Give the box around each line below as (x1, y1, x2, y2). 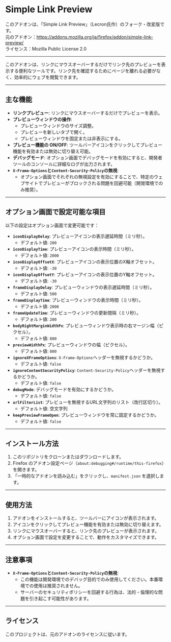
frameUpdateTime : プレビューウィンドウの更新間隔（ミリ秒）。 (12, 310, 141, 316)
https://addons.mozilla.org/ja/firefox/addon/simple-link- (36, 34, 154, 40)
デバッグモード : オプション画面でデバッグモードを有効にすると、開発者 (12, 154, 163, 160)
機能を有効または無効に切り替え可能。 (12, 148, 93, 154)
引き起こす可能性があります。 (29, 596, 92, 601)
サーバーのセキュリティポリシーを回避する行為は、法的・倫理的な (20, 589, 159, 595)
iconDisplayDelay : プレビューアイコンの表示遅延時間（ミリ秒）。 (12, 233, 148, 239)
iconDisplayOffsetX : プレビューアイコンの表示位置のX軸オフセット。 (12, 258, 157, 265)
